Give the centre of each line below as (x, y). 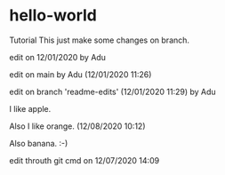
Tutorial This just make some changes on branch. (99, 40)
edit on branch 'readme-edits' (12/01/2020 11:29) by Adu (112, 91)
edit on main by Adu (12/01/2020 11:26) (80, 74)
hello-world (53, 16)
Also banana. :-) (39, 143)
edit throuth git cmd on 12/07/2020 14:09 (84, 160)
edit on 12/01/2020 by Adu (58, 57)
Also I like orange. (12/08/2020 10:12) (77, 126)
